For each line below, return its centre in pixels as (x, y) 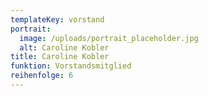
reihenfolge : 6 (42, 76)
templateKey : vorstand (57, 19)
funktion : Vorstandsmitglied (71, 66)
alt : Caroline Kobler (64, 47)
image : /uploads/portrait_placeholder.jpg (109, 38)
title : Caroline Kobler (60, 57)
